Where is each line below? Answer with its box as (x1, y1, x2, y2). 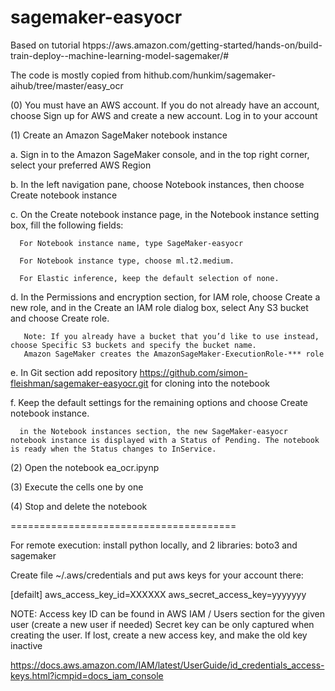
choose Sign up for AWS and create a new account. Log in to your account (10, 109, 318, 121)
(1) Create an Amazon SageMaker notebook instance (10, 129, 228, 141)
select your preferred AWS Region (10, 159, 152, 171)
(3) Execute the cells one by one (10, 481, 144, 493)
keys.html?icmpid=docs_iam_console (10, 669, 164, 681)
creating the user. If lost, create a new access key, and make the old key (10, 629, 308, 641)
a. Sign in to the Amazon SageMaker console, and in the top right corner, (10, 148, 310, 160)
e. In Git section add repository (10, 366, 138, 378)
